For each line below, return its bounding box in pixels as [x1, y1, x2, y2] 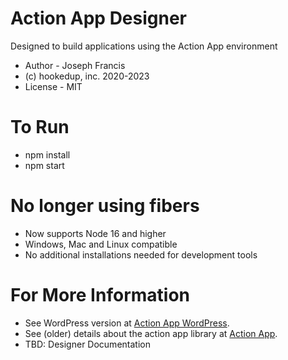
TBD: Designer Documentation [24, 338, 151, 350]
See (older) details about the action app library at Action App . [24, 327, 278, 339]
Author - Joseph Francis [24, 59, 126, 71]
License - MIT [24, 80, 83, 92]
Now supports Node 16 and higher [24, 227, 167, 239]
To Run [10, 116, 70, 139]
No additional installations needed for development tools [24, 248, 258, 261]
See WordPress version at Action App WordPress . [24, 317, 230, 329]
